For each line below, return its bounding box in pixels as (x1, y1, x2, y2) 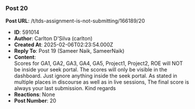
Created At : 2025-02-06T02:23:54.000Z (13, 41, 114, 48)
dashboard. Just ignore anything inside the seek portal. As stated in (13, 72, 177, 80)
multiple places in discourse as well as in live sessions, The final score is (13, 79, 190, 86)
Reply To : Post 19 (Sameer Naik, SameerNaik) (13, 47, 125, 54)
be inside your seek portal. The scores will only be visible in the (13, 66, 167, 73)
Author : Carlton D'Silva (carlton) (13, 35, 93, 42)
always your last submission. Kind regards (13, 85, 117, 92)
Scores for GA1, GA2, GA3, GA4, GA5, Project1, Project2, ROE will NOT (13, 60, 183, 67)
